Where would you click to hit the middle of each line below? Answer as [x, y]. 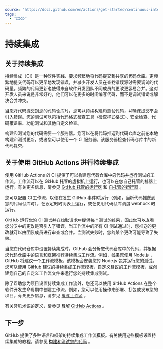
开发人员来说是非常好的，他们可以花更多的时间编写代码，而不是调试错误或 [79, 94]
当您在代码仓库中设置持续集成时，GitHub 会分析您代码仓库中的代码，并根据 [81, 249]
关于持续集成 [24, 64]
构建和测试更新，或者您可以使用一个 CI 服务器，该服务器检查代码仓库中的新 [81, 140]
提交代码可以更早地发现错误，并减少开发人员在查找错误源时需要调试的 [83, 82]
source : [13, 9]
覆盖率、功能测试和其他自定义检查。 [45, 123]
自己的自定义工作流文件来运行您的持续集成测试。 [62, 273]
